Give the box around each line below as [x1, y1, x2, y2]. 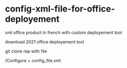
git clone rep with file [5, 48, 48, 54]
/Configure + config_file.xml [5, 57, 61, 63]
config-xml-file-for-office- [5, 3, 115, 14]
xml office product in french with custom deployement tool [5, 29, 122, 35]
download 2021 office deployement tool [5, 39, 84, 44]
